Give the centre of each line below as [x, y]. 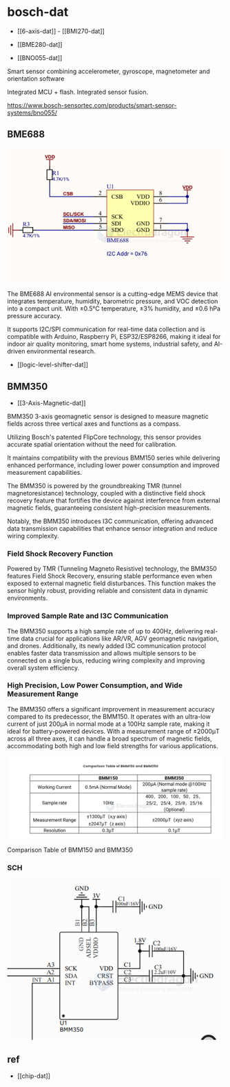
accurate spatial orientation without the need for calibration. [92, 444]
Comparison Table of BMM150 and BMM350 [70, 850]
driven [16, 351]
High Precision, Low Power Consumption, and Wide [95, 685]
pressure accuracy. [34, 316]
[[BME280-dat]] [40, 44]
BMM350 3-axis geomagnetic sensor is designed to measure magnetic [108, 416]
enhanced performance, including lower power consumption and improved [113, 465]
